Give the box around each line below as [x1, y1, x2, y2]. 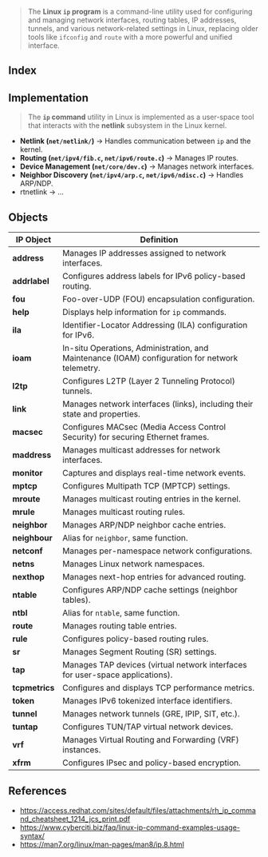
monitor [12, 468, 43, 479]
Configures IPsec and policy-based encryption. [62, 757, 241, 768]
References [8, 784, 67, 798]
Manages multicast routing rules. [62, 507, 186, 518]
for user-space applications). [62, 669, 173, 680]
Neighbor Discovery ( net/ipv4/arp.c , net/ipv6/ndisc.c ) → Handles [19, 170, 244, 180]
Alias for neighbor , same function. [62, 532, 188, 544]
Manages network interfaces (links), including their [62, 399, 254, 410]
